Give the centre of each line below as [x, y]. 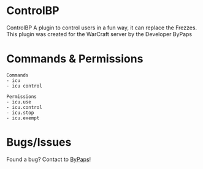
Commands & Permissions [75, 59]
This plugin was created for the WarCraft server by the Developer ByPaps [99, 34]
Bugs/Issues [39, 142]
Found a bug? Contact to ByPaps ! [49, 159]
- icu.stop [20, 113]
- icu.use [19, 102]
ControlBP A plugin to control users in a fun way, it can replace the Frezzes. [102, 28]
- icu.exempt [23, 118]
